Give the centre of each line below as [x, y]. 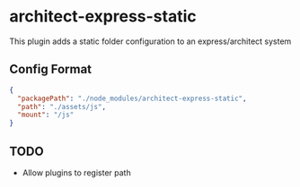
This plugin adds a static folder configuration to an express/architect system [150, 41]
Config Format [51, 69]
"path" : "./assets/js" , [62, 106]
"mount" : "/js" [46, 115]
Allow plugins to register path [77, 173]
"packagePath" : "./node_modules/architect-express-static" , [132, 98]
